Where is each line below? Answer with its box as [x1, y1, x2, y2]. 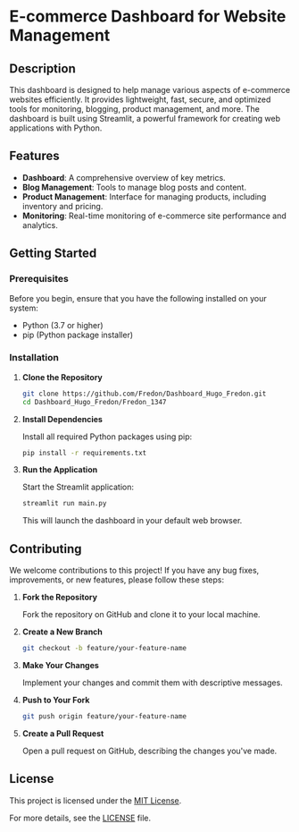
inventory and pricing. [21, 200, 104, 211]
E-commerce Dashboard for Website [9, 6, 287, 27]
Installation [9, 352, 60, 364]
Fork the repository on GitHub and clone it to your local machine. [21, 609, 261, 620]
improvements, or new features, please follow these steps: [9, 574, 225, 585]
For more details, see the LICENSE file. [9, 812, 152, 823]
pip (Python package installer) [21, 329, 134, 340]
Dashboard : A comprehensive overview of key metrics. [21, 172, 226, 183]
